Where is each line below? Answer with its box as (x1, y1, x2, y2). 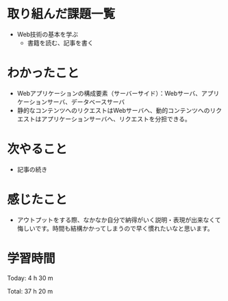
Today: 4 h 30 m (7, 274, 53, 282)
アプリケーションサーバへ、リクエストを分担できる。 (40, 114, 192, 123)
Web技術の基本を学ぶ (16, 30, 79, 38)
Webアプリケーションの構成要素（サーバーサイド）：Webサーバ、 (16, 89, 202, 97)
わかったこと (7, 66, 80, 81)
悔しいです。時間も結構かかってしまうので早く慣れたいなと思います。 (16, 224, 214, 233)
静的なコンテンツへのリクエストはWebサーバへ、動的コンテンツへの (16, 106, 210, 114)
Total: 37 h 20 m (7, 287, 53, 295)
